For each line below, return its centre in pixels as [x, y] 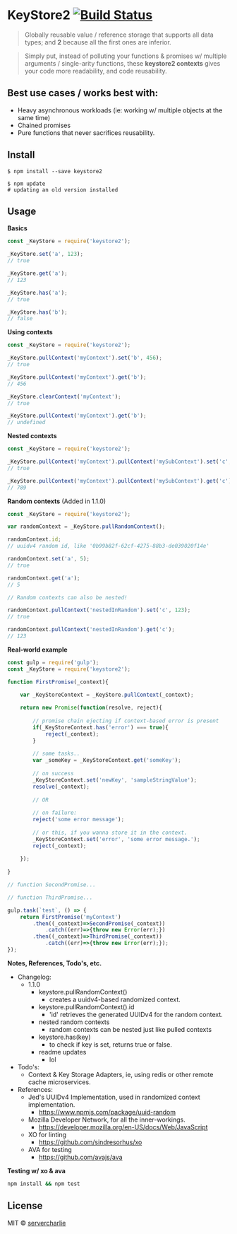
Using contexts [30, 332]
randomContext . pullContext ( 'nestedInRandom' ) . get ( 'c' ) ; [91, 630]
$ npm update [26, 184]
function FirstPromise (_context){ [58, 682]
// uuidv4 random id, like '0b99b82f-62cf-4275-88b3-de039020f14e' [109, 546]
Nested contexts [32, 436]
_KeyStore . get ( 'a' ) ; [38, 274]
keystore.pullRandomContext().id [86, 1006]
